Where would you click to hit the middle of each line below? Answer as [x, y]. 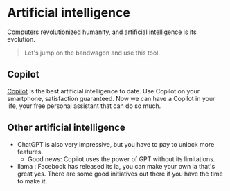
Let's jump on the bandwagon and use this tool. [92, 53]
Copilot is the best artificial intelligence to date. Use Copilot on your [103, 91]
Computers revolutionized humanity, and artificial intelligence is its [102, 32]
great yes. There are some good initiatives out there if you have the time [120, 174]
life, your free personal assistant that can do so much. [84, 106]
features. [30, 152]
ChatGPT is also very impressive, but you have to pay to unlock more [116, 144]
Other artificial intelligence [67, 128]
